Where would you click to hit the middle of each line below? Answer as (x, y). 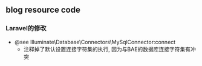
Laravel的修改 (26, 28)
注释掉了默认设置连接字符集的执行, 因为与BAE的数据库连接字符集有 (107, 49)
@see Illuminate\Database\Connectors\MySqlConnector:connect (95, 42)
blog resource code (43, 10)
